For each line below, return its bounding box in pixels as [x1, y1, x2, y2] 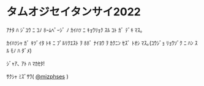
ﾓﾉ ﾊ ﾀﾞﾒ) [10, 46, 32, 54]
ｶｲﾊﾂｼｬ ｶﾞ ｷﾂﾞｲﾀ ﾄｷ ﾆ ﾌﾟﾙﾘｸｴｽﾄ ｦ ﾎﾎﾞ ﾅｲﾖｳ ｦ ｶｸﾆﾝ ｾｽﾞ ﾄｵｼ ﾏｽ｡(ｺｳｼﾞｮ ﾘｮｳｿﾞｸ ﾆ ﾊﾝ [6, 39, 194, 46]
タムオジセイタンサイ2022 [6, 5, 141, 19]
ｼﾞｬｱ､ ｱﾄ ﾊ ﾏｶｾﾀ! [6, 60, 45, 67]
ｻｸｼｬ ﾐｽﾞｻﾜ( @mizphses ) [6, 73, 69, 80]
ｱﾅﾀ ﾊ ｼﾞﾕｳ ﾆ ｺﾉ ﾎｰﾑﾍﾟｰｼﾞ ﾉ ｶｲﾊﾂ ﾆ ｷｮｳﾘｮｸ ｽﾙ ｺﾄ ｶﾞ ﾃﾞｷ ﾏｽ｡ [6, 26, 143, 34]
